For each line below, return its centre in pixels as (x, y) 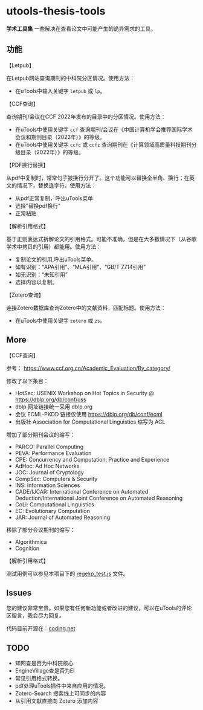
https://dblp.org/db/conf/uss (50, 399)
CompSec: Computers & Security (56, 479)
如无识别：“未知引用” (41, 274)
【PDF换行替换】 (27, 165)
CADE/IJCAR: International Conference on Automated (82, 491)
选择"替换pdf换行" (38, 205)
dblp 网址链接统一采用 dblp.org (53, 407)
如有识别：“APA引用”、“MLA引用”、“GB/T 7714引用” (80, 266)
